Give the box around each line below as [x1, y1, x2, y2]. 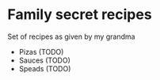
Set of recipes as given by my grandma [7, 32, 135, 41]
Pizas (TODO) [18, 47, 64, 56]
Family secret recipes [7, 6, 152, 24]
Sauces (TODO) [18, 55, 70, 65]
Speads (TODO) [18, 63, 71, 73]
